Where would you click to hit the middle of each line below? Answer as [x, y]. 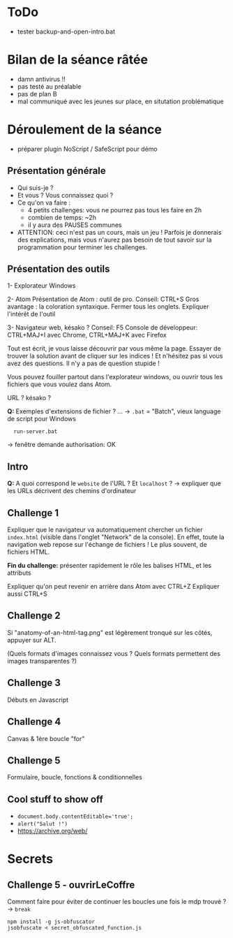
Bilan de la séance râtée [78, 60]
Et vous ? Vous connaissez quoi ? [65, 195]
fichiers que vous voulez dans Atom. [60, 384]
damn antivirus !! [41, 79]
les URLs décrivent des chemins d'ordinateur [72, 491]
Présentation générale [57, 171]
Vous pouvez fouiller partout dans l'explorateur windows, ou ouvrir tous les [115, 377]
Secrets [30, 859]
